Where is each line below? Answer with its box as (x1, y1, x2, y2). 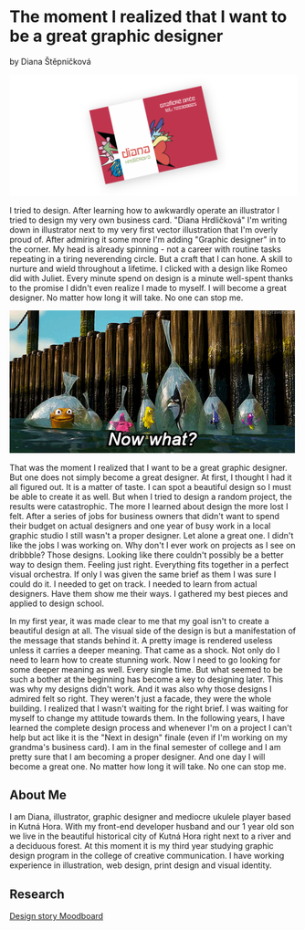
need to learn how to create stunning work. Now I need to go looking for (9, 654, 281, 665)
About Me (9, 787, 67, 802)
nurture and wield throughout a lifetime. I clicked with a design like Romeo (9, 263, 288, 274)
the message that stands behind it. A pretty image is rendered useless (9, 634, 273, 645)
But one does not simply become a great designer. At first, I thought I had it (9, 472, 292, 483)
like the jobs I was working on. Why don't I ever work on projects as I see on (9, 539, 296, 550)
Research (9, 886, 66, 902)
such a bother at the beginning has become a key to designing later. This (9, 674, 284, 684)
